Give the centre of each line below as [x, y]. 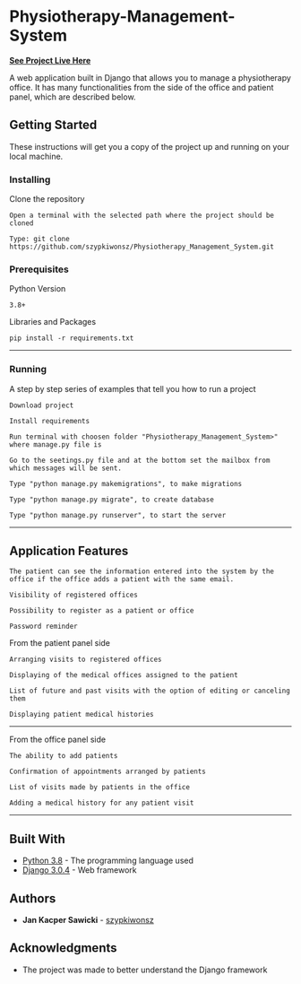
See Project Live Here [50, 60]
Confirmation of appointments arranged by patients [107, 772]
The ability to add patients [64, 756]
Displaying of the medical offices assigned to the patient [124, 675]
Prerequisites [39, 269]
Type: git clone [39, 239]
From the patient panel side [60, 643]
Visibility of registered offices [74, 595]
